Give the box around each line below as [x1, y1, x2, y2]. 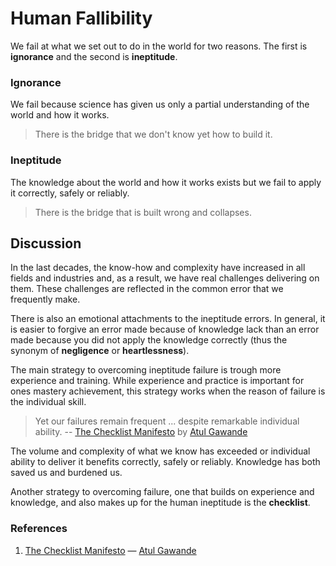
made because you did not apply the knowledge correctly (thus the [10, 334, 288, 346]
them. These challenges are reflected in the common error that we [10, 283, 284, 295]
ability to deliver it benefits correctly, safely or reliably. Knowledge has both [10, 456, 321, 468]
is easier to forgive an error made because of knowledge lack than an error [10, 323, 320, 336]
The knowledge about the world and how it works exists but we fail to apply [10, 176, 322, 188]
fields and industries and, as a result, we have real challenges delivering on [10, 272, 320, 284]
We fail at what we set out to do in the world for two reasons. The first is [10, 40, 308, 52]
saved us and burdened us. [10, 467, 123, 479]
